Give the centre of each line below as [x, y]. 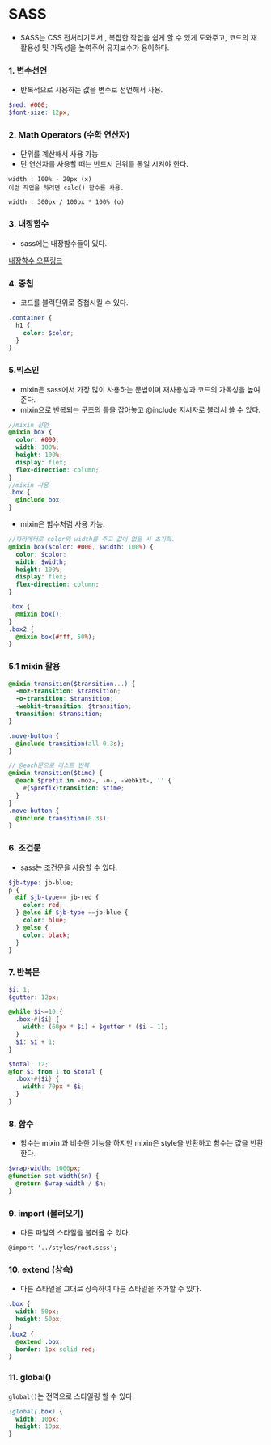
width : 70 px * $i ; [54, 1087]
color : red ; [43, 905]
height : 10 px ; [39, 1426]
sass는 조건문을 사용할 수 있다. [69, 867]
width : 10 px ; [38, 1419]
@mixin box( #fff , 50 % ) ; [55, 637]
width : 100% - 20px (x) [50, 180]
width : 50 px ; [38, 1312]
